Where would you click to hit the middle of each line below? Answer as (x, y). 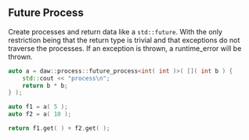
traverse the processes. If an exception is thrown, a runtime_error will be (125, 48)
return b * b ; (45, 85)
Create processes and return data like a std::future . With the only (115, 31)
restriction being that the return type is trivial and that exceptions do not (124, 40)
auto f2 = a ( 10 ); (40, 114)
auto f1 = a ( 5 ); (38, 107)
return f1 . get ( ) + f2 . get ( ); (59, 128)
